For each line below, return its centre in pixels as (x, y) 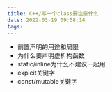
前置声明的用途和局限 (48, 47)
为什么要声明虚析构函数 (51, 55)
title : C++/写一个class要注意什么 (53, 13)
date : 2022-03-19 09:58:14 (46, 20)
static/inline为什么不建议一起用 (61, 64)
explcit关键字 (36, 73)
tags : (15, 26)
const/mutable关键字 (47, 82)
